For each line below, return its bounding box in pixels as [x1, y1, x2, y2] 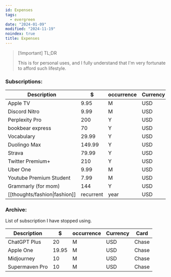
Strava [8, 149, 24, 157]
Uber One [8, 166, 32, 173]
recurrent [80, 191, 103, 198]
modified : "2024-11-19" [5, 27, 56, 32]
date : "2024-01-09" [5, 21, 47, 27]
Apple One [8, 247, 34, 254]
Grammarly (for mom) [8, 183, 60, 190]
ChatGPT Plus [8, 238, 42, 245]
